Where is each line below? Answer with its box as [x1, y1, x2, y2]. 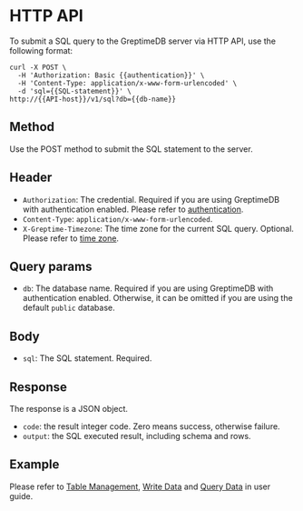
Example [9, 456, 60, 473]
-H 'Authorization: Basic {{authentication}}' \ [17, 70, 205, 80]
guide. [9, 490, 34, 501]
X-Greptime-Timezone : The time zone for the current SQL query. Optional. [22, 223, 295, 234]
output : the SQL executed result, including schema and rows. [22, 431, 251, 441]
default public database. [22, 302, 115, 314]
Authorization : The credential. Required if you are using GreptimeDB [22, 194, 280, 205]
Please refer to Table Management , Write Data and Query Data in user [9, 481, 270, 492]
